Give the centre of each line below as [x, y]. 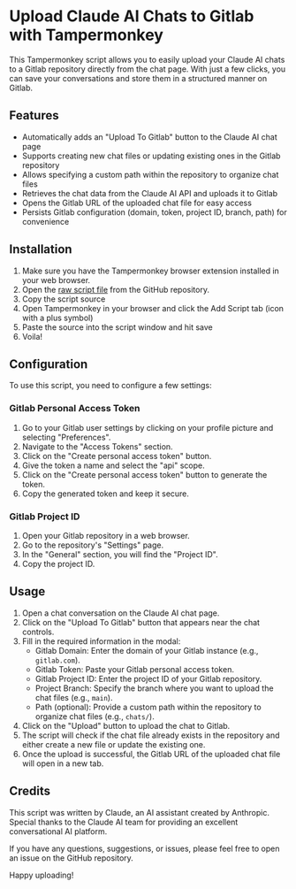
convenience [46, 221]
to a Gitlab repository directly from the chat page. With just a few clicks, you [148, 69]
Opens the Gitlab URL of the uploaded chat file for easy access [137, 203]
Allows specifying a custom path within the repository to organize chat [150, 174]
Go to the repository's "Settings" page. [93, 545]
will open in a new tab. [63, 763]
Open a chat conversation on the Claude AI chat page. [121, 613]
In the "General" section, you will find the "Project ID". [120, 554]
